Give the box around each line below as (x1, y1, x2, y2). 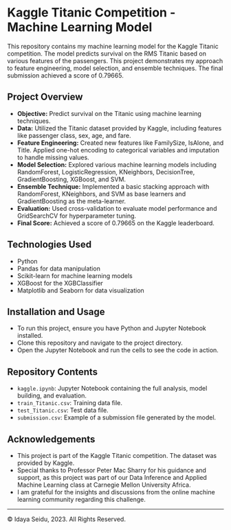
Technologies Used (7, 239, 91, 251)
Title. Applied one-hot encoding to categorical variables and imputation (16, 146, 220, 154)
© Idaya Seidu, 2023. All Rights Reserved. (7, 515, 126, 523)
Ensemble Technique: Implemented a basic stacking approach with (16, 182, 210, 190)
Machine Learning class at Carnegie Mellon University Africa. (16, 481, 191, 489)
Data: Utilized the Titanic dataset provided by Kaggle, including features (16, 124, 222, 132)
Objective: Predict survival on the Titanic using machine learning (16, 109, 201, 117)
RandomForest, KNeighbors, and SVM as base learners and (16, 189, 186, 198)
